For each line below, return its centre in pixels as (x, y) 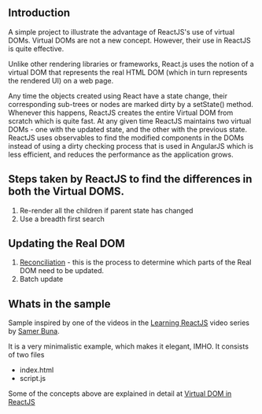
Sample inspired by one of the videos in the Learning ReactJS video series (129, 323)
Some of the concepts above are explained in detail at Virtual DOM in (120, 394)
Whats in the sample (59, 303)
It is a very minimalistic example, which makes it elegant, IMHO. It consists (129, 346)
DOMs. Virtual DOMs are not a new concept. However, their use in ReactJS (129, 40)
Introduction (39, 13)
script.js (32, 379)
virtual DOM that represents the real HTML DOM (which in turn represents (128, 72)
